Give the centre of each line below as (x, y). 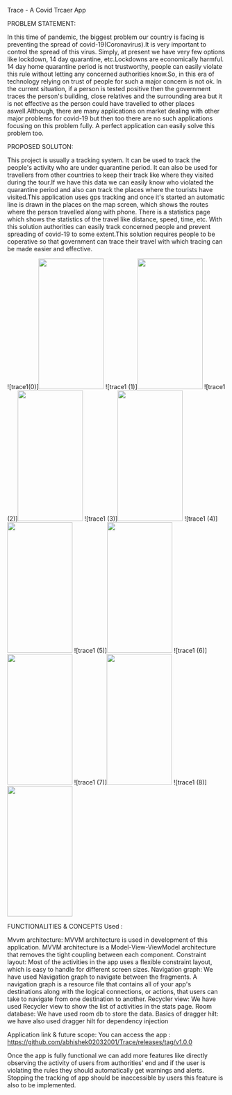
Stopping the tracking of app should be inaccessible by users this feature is (115, 1078)
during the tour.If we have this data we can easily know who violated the (110, 182)
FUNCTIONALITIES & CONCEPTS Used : (65, 926)
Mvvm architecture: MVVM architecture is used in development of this (108, 940)
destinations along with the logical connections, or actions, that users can (113, 992)
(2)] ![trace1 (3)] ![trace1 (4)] (113, 519)
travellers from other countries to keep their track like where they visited (110, 175)
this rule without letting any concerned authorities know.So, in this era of (111, 74)
